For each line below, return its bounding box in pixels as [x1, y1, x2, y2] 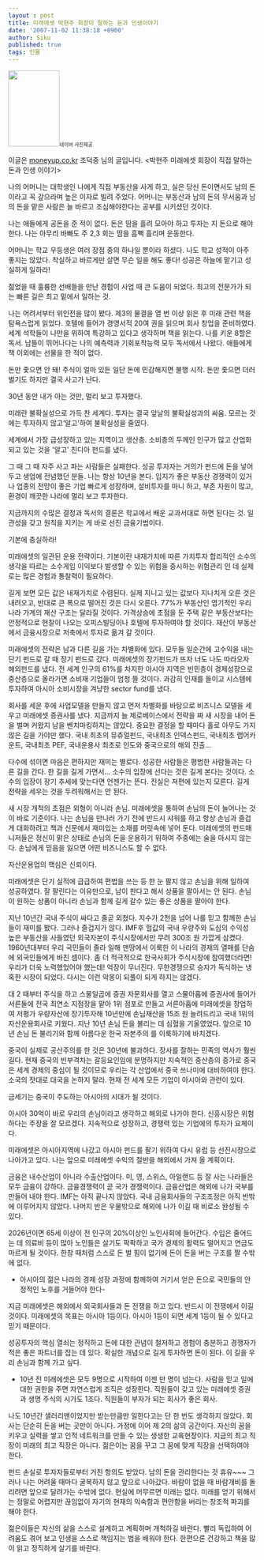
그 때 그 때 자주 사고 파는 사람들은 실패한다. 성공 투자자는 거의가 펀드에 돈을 [8, 462, 239, 471]
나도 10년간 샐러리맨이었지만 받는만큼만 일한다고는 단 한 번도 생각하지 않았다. [8, 1411, 245, 1420]
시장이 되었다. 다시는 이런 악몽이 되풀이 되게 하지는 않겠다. [22, 973, 202, 982]
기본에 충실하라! [8, 535, 58, 544]
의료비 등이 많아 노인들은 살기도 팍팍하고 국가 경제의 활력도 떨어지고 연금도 [24, 1238, 255, 1247]
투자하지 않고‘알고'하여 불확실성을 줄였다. [22, 418, 150, 428]
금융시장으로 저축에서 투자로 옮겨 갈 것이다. [22, 627, 156, 637]
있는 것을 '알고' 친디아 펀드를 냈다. [22, 445, 128, 454]
